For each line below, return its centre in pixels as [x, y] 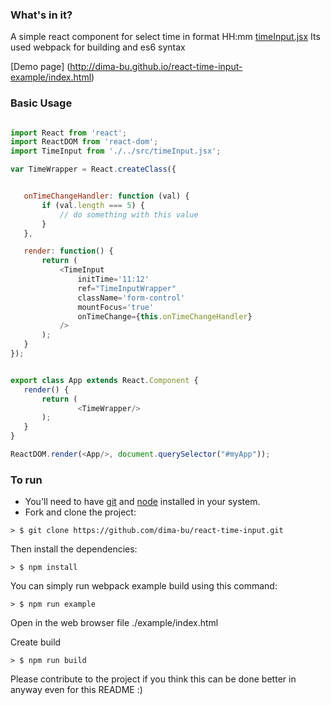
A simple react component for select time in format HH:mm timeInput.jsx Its [165, 37]
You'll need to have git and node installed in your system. [142, 502]
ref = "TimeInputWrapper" [127, 288]
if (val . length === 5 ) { [93, 205]
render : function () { [68, 251]
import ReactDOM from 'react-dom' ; [84, 142]
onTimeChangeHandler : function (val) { [106, 196]
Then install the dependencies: [74, 549]
